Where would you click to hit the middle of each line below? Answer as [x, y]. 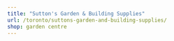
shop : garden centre [37, 26]
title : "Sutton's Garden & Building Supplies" [76, 14]
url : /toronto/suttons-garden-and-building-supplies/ [87, 20]
